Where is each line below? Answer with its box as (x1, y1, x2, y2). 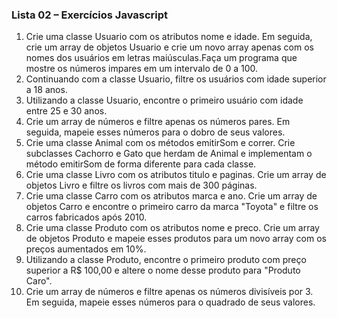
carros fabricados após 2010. (25, 211, 148, 223)
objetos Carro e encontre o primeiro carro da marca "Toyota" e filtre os (25, 201, 319, 213)
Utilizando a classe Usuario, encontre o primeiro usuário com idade (25, 94, 304, 107)
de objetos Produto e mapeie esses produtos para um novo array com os (25, 233, 327, 245)
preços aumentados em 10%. (25, 243, 147, 255)
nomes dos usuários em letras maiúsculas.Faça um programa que (25, 52, 298, 64)
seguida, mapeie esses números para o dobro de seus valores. (25, 126, 286, 138)
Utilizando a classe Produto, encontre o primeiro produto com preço (25, 254, 307, 266)
